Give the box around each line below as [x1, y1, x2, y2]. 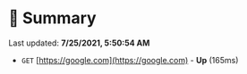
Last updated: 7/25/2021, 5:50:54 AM [8, 37, 150, 48]
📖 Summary [8, 8, 97, 29]
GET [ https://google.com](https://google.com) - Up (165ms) [21, 54, 239, 65]
